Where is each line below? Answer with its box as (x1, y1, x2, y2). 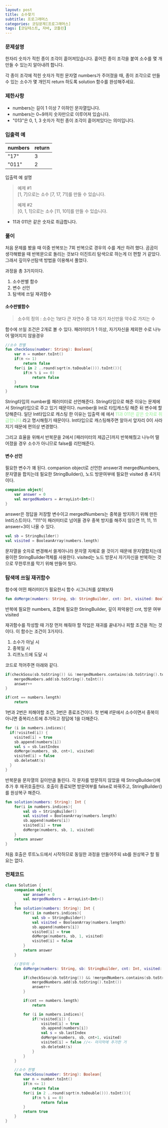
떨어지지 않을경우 (10, 332, 44, 338)
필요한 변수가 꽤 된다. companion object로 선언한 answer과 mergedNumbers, (5, 465, 160, 471)
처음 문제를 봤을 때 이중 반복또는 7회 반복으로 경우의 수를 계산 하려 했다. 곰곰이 (5, 245, 158, 251)
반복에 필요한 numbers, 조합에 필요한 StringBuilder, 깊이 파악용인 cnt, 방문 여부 (5, 606, 161, 612)
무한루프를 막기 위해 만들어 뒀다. (14, 560, 77, 566)
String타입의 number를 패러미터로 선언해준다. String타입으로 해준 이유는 (5, 399, 147, 405)
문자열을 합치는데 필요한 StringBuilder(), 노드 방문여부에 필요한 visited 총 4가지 (5, 471, 161, 477)
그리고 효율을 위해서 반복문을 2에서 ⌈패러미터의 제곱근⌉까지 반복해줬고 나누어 (5, 434, 154, 440)
